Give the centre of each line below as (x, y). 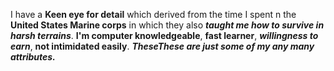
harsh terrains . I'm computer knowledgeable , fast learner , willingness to (164, 35)
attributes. (33, 57)
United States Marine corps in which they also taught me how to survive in (167, 25)
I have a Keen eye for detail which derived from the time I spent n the (153, 14)
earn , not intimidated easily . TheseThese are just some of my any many (162, 46)
